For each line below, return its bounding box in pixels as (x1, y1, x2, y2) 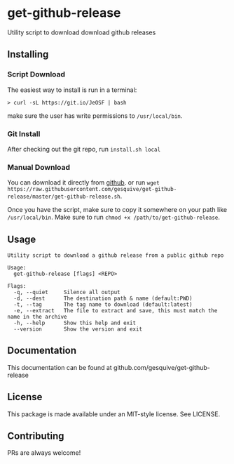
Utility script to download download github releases (7, 28, 156, 37)
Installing (7, 48, 49, 60)
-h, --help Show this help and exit (13, 319, 137, 327)
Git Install (7, 128, 41, 138)
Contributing (7, 430, 64, 442)
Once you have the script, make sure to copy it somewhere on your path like (7, 206, 228, 214)
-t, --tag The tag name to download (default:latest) (13, 301, 193, 308)
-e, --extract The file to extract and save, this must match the (13, 307, 218, 314)
